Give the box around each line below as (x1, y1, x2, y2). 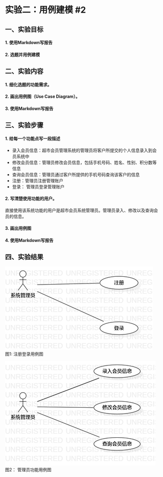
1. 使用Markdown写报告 (5, 40, 53, 46)
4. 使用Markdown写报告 (5, 237, 54, 243)
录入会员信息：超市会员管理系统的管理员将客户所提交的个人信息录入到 (12, 147, 153, 153)
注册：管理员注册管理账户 (12, 177, 64, 183)
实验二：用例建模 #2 (5, 4, 86, 16)
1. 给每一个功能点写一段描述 (5, 135, 61, 141)
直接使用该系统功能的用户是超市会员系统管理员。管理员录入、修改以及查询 (5, 207, 154, 213)
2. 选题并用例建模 (5, 51, 40, 57)
